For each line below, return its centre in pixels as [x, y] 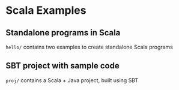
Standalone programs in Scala [63, 33]
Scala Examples [46, 10]
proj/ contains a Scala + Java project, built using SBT [72, 80]
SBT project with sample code [62, 66]
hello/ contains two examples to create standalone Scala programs [89, 47]
